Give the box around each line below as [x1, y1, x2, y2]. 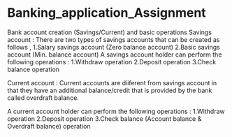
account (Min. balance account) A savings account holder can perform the [7, 50, 222, 59]
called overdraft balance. [7, 93, 79, 102]
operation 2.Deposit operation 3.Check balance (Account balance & [7, 114, 202, 123]
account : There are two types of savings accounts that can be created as [7, 35, 220, 43]
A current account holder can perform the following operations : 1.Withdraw [7, 107, 225, 115]
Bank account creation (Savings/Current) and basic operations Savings [7, 28, 212, 36]
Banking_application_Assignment [7, 5, 206, 21]
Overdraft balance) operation [7, 122, 91, 130]
